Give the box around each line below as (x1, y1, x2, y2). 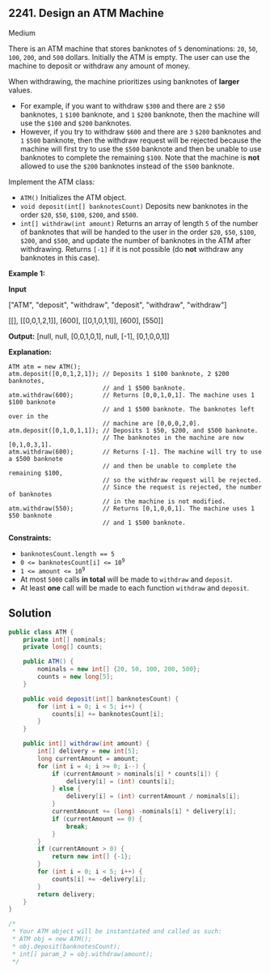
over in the (8, 412, 49, 420)
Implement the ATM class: (8, 177, 95, 186)
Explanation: (8, 347, 53, 356)
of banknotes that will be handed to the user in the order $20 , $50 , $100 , (19, 227, 256, 237)
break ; (65, 822, 89, 830)
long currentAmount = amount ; (37, 754, 139, 762)
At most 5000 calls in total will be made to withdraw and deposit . (19, 574, 233, 584)
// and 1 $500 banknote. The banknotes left (102, 405, 255, 413)
